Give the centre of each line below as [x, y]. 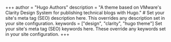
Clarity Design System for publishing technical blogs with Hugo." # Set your [85, 13]
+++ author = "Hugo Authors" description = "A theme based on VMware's [83, 7]
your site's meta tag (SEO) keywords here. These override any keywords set [85, 29]
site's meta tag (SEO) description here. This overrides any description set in [85, 18]
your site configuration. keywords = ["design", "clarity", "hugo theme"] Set [84, 23]
